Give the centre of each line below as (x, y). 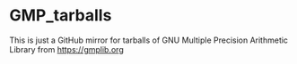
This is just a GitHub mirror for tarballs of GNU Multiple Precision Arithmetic (149, 40)
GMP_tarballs (61, 16)
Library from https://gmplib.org (66, 49)
